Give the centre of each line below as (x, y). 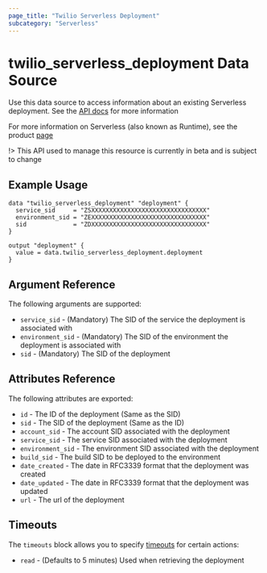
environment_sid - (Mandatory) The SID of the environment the (124, 337)
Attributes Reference (62, 379)
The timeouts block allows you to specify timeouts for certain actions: (124, 544)
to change (25, 160)
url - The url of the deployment (72, 500)
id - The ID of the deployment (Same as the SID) (100, 414)
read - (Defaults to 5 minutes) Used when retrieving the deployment (132, 560)
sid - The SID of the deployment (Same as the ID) (102, 422)
